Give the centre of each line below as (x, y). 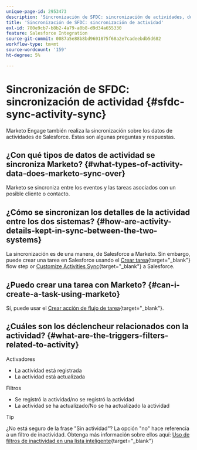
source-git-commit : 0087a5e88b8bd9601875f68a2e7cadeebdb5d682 (84, 39)
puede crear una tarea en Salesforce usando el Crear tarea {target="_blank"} (98, 260)
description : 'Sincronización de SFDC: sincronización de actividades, (95, 17)
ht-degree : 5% (23, 55)
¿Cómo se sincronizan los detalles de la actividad (98, 212)
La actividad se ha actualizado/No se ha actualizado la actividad (92, 405)
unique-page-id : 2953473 (36, 11)
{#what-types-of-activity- (134, 164)
